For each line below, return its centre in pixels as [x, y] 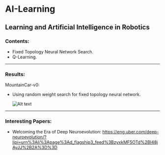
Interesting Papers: [28, 121]
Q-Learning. [25, 57]
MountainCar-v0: [22, 85]
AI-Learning [30, 9]
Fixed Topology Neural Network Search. [53, 52]
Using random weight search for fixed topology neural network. [76, 95]
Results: [15, 74]
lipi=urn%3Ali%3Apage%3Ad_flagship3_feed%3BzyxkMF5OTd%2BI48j [85, 142]
